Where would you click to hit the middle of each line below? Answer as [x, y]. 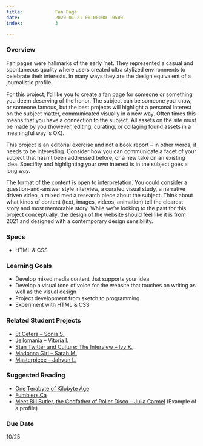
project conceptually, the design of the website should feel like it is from [96, 214]
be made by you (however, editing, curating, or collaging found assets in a [99, 126]
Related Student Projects [44, 321]
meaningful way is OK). [35, 133]
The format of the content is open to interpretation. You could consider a [97, 182]
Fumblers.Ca [31, 395]
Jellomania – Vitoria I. [42, 340]
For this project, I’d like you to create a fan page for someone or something [99, 94]
